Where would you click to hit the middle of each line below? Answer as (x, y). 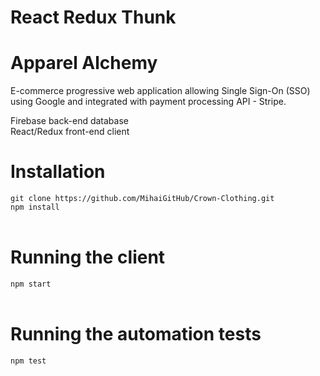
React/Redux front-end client (70, 132)
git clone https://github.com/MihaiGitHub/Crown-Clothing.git (142, 199)
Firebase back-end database (69, 121)
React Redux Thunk (93, 17)
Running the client (88, 257)
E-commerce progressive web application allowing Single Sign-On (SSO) (160, 91)
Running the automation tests (136, 334)
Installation (58, 172)
